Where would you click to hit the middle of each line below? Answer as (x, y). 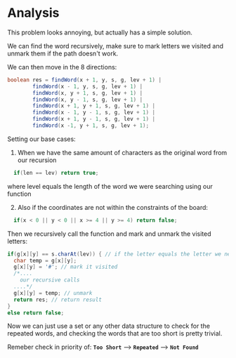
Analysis (33, 13)
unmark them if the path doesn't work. (63, 53)
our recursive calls (50, 280)
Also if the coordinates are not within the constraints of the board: (113, 207)
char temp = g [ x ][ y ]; (45, 260)
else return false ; (36, 313)
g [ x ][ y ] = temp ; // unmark (53, 293)
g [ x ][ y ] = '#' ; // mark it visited (66, 267)
